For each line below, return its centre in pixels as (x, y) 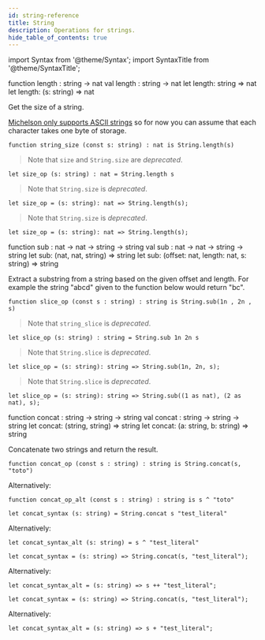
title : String (32, 23)
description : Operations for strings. (72, 30)
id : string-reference (44, 15)
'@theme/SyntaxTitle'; (44, 69)
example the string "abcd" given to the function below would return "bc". (127, 288)
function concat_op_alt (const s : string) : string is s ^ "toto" (121, 500)
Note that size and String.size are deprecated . (105, 160)
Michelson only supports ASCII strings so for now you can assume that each (132, 122)
